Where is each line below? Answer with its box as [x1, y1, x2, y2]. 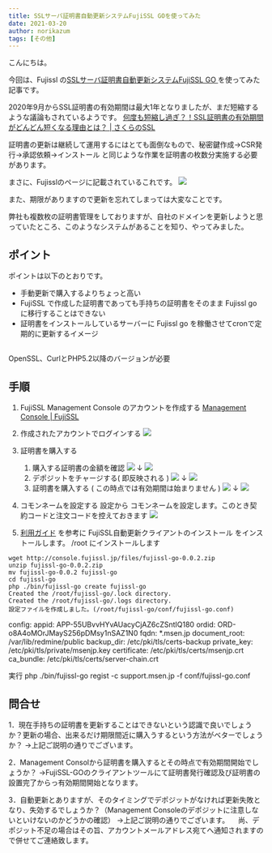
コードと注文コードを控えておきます [27, 511, 148, 521]
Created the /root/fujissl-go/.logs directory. [8, 597, 172, 605]
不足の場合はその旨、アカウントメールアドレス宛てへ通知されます [36, 825, 257, 835]
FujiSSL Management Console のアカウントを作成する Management [19, 403, 247, 413]
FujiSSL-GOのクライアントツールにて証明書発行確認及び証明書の [45, 768, 261, 778]
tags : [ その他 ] [8, 34, 57, 43]
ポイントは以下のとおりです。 [8, 271, 108, 281]
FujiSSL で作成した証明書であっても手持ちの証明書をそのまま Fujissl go [19, 298, 257, 308]
